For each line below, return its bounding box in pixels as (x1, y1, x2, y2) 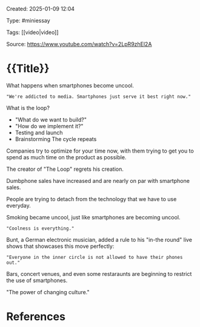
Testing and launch (15, 129, 63, 136)
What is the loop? (6, 104, 50, 111)
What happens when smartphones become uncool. (6, 81, 135, 89)
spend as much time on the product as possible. (6, 153, 127, 160)
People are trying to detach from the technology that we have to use (6, 195, 177, 202)
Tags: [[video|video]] (6, 29, 59, 36)
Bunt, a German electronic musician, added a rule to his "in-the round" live (6, 236, 193, 243)
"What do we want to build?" (15, 115, 87, 123)
